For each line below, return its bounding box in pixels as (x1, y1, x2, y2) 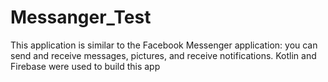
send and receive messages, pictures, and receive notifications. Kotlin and (10, 49, 317, 61)
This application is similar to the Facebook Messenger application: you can (10, 39, 318, 51)
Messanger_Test (10, 6, 152, 29)
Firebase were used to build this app (10, 60, 161, 72)
